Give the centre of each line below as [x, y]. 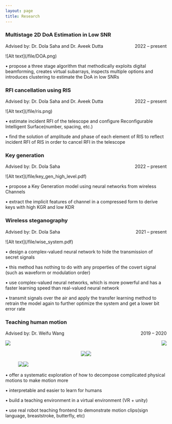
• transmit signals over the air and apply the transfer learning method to [81, 298]
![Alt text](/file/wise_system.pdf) [39, 242]
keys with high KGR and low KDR [40, 207]
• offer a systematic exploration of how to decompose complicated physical [85, 375]
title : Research [23, 16]
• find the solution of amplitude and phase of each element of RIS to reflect [84, 137]
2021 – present [151, 232]
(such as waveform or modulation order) [48, 273]
